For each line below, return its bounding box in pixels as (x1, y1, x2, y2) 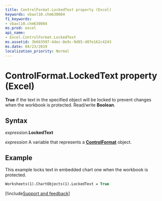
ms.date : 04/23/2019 (5, 44, 48, 49)
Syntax (5, 116, 28, 125)
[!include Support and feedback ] (5, 190, 70, 196)
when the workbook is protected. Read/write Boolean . (5, 102, 116, 108)
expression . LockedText (5, 130, 53, 136)
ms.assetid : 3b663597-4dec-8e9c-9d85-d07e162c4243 (5, 40, 112, 45)
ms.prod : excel (5, 26, 37, 31)
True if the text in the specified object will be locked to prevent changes (5, 97, 152, 103)
